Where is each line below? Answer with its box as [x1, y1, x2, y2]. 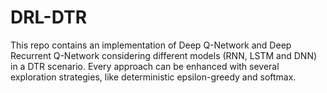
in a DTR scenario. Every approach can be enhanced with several [10, 60, 280, 72]
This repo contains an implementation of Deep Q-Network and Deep [10, 39, 292, 51]
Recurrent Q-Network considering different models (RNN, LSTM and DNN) [10, 49, 318, 61]
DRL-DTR [10, 6, 88, 29]
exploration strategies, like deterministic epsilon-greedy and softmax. [10, 71, 297, 83]
